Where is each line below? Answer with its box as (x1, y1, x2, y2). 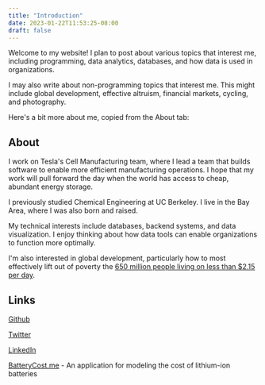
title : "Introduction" (8, 11, 83, 20)
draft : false (8, 26, 52, 34)
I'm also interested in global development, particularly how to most (8, 253, 226, 263)
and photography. (8, 97, 67, 107)
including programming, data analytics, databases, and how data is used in (8, 56, 253, 66)
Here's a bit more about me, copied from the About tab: (8, 113, 190, 122)
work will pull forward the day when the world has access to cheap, (8, 174, 229, 183)
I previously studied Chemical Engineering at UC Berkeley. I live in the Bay (8, 198, 250, 207)
